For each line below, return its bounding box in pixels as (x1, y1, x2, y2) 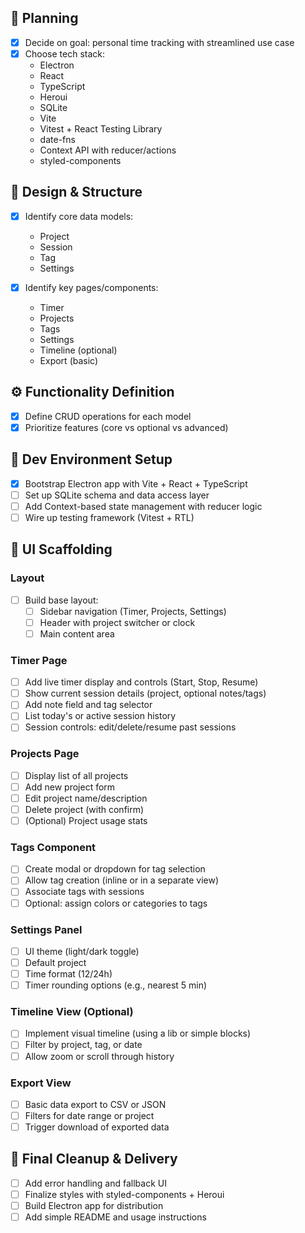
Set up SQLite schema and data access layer (24, 489, 210, 501)
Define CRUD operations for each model (24, 410, 192, 422)
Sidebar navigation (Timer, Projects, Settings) (39, 605, 227, 617)
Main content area (39, 627, 115, 640)
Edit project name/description (24, 792, 148, 804)
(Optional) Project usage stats (24, 814, 148, 826)
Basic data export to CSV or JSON (24, 1098, 167, 1110)
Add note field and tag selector (24, 699, 153, 711)
